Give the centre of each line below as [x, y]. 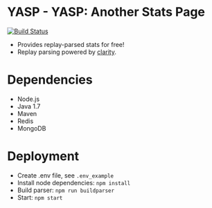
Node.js [28, 99]
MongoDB [32, 128]
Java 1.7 [29, 106]
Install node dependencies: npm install [74, 182]
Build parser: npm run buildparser [66, 190]
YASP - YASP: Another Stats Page [106, 12]
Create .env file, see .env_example [65, 175]
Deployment [43, 157]
